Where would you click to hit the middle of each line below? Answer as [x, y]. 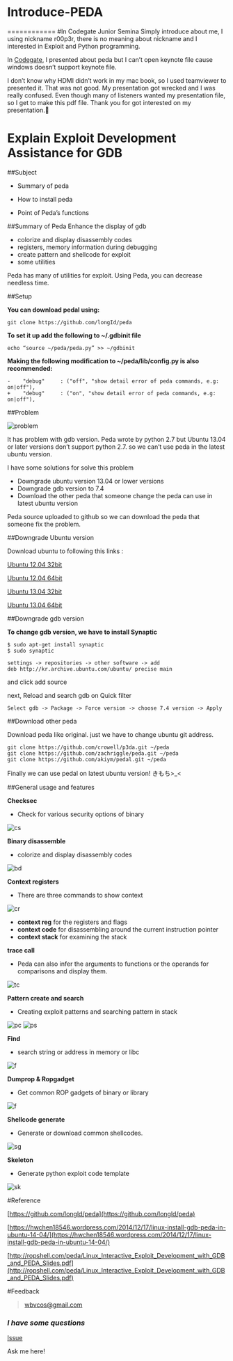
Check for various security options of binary [81, 814]
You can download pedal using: [54, 310]
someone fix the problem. [44, 524]
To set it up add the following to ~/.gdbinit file [74, 335]
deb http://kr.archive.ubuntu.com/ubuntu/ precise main [90, 669]
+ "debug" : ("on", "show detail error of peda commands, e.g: [112, 393]
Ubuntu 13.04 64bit [35, 605]
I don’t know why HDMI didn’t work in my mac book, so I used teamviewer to [117, 80]
